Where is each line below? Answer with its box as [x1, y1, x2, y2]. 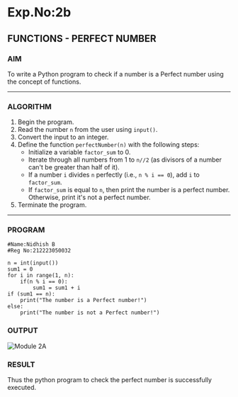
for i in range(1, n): [7, 272, 74, 279]
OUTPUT [7, 325, 38, 335]
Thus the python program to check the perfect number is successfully [7, 376, 212, 384]
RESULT [7, 359, 35, 369]
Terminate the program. [17, 201, 87, 209]
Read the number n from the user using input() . [17, 125, 158, 134]
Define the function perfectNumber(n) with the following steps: [17, 140, 200, 149]
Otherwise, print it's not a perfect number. [28, 193, 151, 202]
